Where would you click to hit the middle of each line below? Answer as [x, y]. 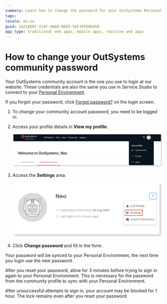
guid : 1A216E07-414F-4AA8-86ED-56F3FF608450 [52, 27]
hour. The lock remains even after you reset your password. [67, 296]
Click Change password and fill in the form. [57, 246]
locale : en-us [20, 21]
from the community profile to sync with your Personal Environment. [75, 281]
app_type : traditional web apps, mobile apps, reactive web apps [74, 32]
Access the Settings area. [39, 175]
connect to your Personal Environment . [45, 92]
